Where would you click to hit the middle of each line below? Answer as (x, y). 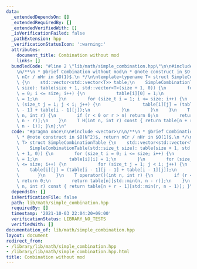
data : (13, 11)
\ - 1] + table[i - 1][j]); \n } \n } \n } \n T (103, 110)
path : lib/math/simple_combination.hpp (60, 203)
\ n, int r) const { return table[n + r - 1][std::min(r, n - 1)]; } (103, 186)
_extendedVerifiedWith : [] (44, 28)
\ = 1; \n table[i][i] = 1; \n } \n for (96, 159)
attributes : (26, 50)
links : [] (29, 60)
